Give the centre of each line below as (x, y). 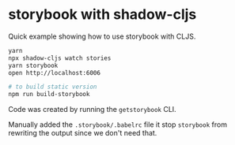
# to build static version (53, 87)
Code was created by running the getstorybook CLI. (92, 110)
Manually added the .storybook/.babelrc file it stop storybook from (118, 125)
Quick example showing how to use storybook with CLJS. (102, 36)
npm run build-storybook (49, 95)
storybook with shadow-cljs (102, 15)
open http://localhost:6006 (55, 72)
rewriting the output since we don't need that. (83, 133)
